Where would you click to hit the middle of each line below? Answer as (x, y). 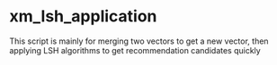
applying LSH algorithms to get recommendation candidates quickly (135, 50)
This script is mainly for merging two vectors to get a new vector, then (139, 41)
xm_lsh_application (83, 16)
